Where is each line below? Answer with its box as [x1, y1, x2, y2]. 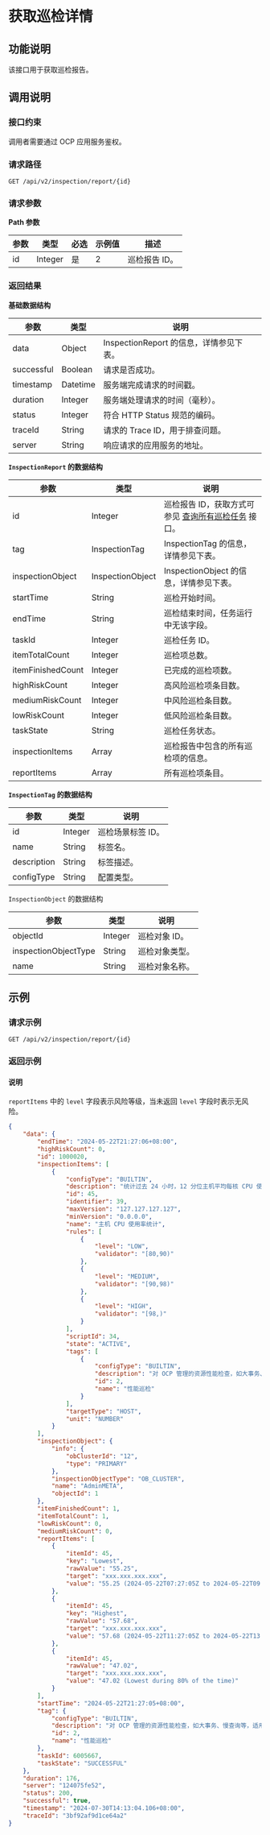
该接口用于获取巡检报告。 [8, 65, 93, 74]
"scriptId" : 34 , [65, 1332, 121, 1340]
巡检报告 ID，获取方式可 [163, 499, 255, 510]
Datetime [61, 379, 96, 390]
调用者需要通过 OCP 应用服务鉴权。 [8, 136, 126, 146]
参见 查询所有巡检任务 [163, 511, 247, 522]
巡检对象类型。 [137, 946, 195, 957]
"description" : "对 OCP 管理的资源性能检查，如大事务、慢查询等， [51, 1721, 253, 1730]
